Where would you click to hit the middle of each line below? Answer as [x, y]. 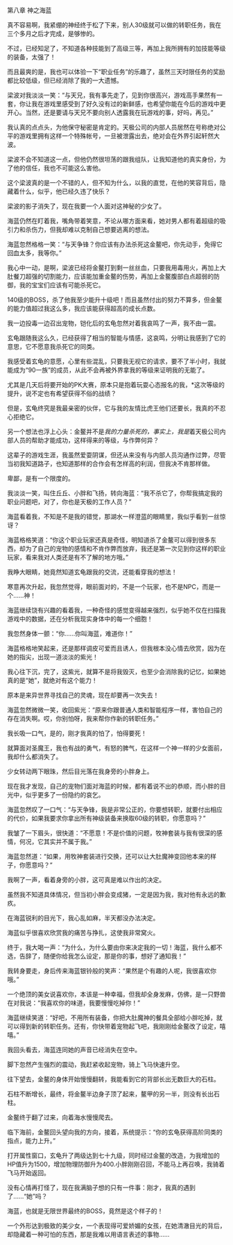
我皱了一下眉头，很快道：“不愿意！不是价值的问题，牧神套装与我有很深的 [112, 833]
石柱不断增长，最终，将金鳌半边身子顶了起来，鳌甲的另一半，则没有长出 [110, 1094]
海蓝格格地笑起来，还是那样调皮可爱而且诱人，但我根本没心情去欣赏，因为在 [116, 648]
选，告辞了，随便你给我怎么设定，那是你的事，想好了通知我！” [97, 956]
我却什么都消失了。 [35, 757]
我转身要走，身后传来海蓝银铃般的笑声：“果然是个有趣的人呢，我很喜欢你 [112, 971]
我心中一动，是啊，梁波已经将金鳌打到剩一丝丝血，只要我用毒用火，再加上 [113, 268]
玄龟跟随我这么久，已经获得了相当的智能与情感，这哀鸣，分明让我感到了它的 [116, 338]
